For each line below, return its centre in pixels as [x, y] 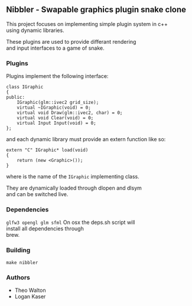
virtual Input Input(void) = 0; [56, 123]
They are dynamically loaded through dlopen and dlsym [74, 188]
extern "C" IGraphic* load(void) [47, 150]
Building [18, 250]
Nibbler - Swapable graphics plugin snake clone [96, 10]
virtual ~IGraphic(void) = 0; [54, 108]
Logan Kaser [30, 297]
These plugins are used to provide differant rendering [71, 41]
